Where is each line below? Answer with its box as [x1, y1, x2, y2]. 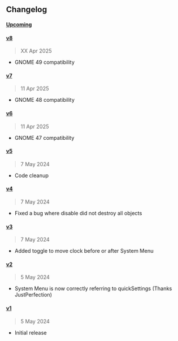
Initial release [14, 329, 47, 336]
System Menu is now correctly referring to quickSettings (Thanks [14, 285, 173, 292]
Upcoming [6, 20, 32, 28]
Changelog [6, 5, 47, 15]
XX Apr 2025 [20, 47, 52, 54]
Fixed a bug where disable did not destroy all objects [14, 210, 142, 216]
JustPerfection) [14, 291, 53, 298]
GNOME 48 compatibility [14, 97, 75, 104]
